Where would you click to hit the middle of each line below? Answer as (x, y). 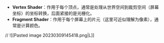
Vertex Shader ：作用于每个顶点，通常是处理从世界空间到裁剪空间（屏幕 (85, 7)
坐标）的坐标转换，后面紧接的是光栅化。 (53, 13)
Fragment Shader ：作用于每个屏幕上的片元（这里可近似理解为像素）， (83, 19)
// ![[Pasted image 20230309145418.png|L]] (50, 35)
